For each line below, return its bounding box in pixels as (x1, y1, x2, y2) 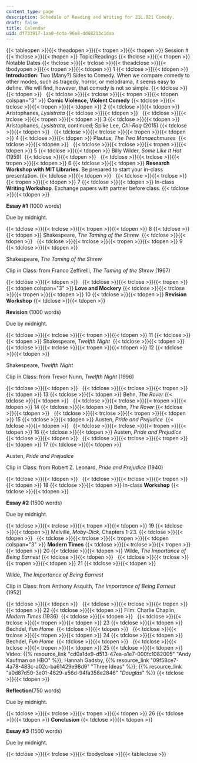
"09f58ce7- (150, 657, 179, 664)
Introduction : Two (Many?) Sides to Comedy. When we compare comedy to (6, 72, 190, 79)
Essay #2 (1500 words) (6, 499, 63, 506)
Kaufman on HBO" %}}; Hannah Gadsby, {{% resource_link (6, 657, 149, 664)
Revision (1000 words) (6, 309, 62, 316)
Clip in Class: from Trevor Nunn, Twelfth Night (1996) (6, 373, 134, 381)
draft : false (6, 19, 38, 25)
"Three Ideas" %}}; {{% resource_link (91, 663, 182, 670)
